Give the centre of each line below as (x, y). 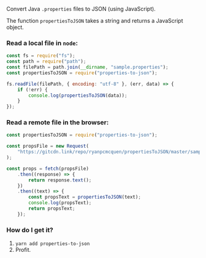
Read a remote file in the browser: (58, 123)
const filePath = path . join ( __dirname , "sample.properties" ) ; (87, 67)
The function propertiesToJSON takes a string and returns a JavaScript (95, 21)
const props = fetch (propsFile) (48, 169)
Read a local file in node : (42, 43)
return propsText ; (52, 209)
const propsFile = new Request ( (48, 146)
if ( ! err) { (32, 89)
